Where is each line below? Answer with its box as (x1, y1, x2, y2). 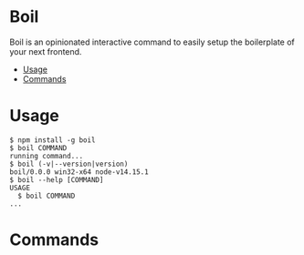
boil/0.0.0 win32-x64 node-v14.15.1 (9, 167, 149, 177)
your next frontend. (9, 46, 82, 56)
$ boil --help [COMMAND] (9, 175, 104, 184)
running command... (9, 151, 84, 160)
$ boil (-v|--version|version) (9, 159, 129, 168)
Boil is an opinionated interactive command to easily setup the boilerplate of (9, 36, 295, 47)
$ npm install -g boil (9, 135, 96, 145)
